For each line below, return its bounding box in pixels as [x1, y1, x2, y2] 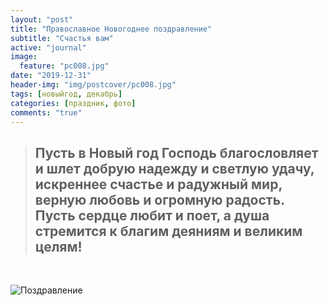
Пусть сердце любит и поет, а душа [34, 207, 270, 224]
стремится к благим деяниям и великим [34, 222, 303, 240]
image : [10, 52, 38, 62]
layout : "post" [10, 14, 74, 25]
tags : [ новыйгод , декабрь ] [10, 89, 123, 99]
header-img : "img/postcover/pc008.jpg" [10, 80, 177, 90]
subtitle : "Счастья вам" [10, 33, 114, 43]
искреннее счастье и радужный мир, [34, 176, 283, 193]
